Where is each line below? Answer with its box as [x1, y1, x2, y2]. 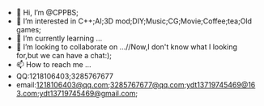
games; [15, 25, 42, 34]
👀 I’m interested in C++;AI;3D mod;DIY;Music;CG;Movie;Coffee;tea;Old [15, 16, 253, 26]
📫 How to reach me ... [15, 60, 92, 69]
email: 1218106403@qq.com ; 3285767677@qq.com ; [15, 80, 187, 89]
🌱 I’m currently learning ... [15, 33, 103, 43]
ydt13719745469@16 [185, 80, 256, 89]
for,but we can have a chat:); [15, 51, 112, 60]
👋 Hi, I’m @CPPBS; [15, 8, 79, 17]
